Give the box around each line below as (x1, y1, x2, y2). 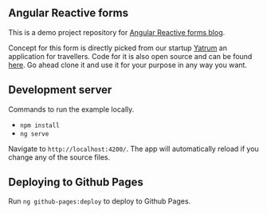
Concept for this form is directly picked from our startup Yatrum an (8, 43, 227, 53)
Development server (8, 83, 112, 97)
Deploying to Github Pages (8, 176, 143, 189)
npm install (19, 121, 60, 129)
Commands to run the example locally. (8, 104, 135, 114)
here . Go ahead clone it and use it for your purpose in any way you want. (8, 60, 247, 69)
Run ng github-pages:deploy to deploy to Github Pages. (8, 196, 191, 206)
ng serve (19, 129, 49, 138)
